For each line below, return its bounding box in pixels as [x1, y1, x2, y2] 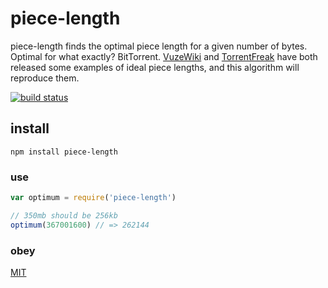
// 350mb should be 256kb [10, 210, 118, 221]
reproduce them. [10, 72, 80, 84]
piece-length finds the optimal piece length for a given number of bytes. [10, 40, 308, 52]
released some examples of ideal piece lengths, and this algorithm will [10, 61, 300, 73]
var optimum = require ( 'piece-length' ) [10, 193, 177, 203]
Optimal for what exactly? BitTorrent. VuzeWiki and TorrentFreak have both [10, 50, 318, 62]
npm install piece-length [10, 147, 118, 157]
